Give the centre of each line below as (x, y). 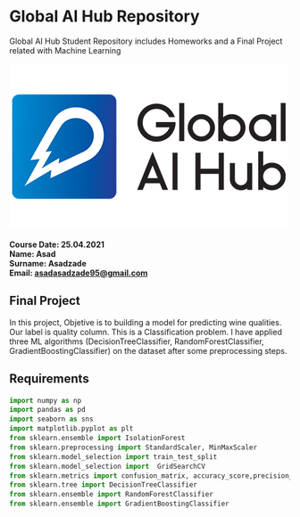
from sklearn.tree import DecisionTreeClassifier (104, 485)
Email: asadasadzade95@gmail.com (79, 273)
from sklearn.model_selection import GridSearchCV (107, 466)
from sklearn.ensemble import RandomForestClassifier (112, 495)
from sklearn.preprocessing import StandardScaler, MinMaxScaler (133, 447)
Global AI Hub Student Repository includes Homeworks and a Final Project (146, 41)
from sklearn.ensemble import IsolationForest (97, 439)
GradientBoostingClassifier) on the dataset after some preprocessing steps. (148, 350)
